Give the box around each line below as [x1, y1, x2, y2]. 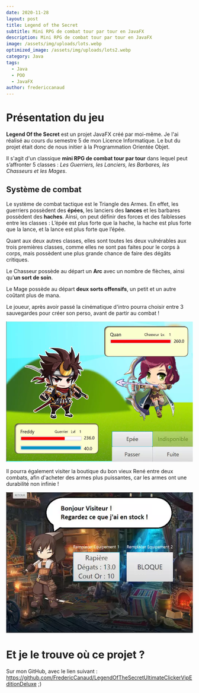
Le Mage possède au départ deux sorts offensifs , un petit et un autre [6, 285, 176, 292]
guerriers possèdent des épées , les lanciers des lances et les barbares [6, 207, 181, 214]
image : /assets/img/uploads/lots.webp [6, 41, 102, 47]
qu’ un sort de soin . [6, 274, 53, 281]
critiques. [6, 256, 30, 263]
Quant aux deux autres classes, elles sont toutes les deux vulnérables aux [6, 237, 187, 244]
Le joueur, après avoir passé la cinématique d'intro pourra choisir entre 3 [6, 303, 184, 310]
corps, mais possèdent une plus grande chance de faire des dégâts [6, 249, 171, 257]
